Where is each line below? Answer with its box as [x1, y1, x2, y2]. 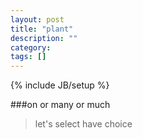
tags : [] [10, 52, 47, 62]
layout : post [10, 14, 65, 25]
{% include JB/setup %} [10, 79, 110, 91]
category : [10, 42, 52, 53]
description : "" [10, 33, 78, 43]
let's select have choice [34, 118, 133, 130]
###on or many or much [10, 99, 111, 111]
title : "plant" [10, 24, 74, 34]
